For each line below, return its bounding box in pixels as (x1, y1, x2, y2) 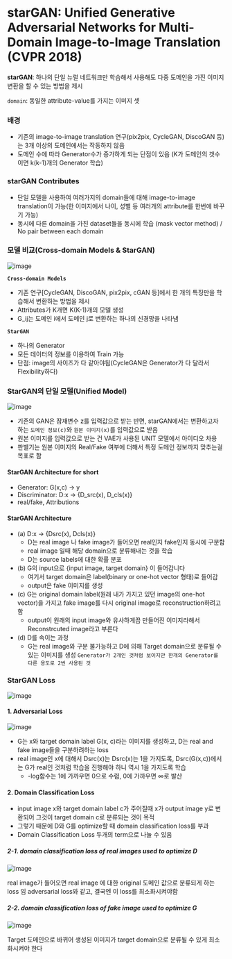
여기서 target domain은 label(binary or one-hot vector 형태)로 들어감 (27, 572, 218, 581)
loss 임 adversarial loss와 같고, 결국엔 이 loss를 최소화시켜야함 (7, 887, 179, 896)
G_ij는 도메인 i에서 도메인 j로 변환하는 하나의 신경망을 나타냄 (17, 314, 179, 322)
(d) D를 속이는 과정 (17, 633, 69, 642)
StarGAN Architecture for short (7, 467, 99, 476)
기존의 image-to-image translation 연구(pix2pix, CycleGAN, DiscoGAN (17, 133, 215, 141)
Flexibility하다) (17, 367, 58, 376)
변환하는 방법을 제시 (35, 297, 90, 305)
